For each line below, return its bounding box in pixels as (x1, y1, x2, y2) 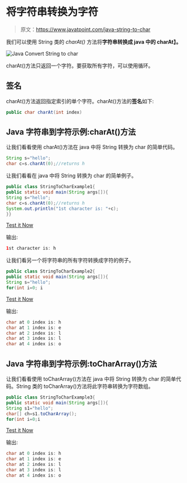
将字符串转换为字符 (6, 5, 99, 19)
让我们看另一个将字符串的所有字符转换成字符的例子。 (6, 257, 134, 264)
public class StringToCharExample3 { (6, 394, 95, 400)
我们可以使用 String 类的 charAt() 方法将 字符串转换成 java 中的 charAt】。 (6, 38, 182, 45)
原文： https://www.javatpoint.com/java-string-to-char (20, 26, 151, 33)
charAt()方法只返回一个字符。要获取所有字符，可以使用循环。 (6, 62, 154, 69)
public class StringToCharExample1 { (6, 184, 95, 190)
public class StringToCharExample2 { (6, 268, 95, 274)
